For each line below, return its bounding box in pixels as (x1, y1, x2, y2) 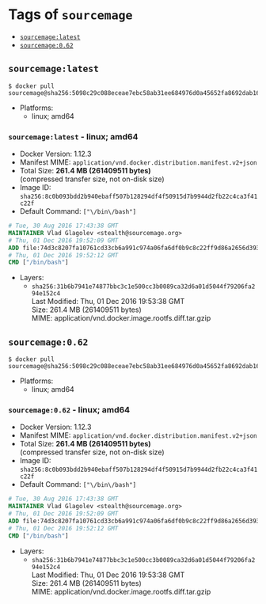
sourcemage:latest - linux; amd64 (8, 131, 139, 142)
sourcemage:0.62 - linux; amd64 (8, 405, 131, 416)
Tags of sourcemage (8, 6, 133, 24)
